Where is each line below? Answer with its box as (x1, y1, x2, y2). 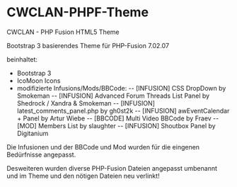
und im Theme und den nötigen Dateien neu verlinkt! (6, 171, 160, 180)
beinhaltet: (6, 55, 38, 64)
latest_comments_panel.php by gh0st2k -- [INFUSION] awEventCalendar (16, 106, 230, 115)
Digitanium (16, 129, 49, 137)
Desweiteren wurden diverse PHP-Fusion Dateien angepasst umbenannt (6, 164, 217, 172)
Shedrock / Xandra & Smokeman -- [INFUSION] (16, 98, 155, 107)
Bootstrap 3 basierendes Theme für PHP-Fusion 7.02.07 (6, 41, 170, 50)
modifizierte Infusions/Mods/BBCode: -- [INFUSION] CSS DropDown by (16, 84, 226, 92)
